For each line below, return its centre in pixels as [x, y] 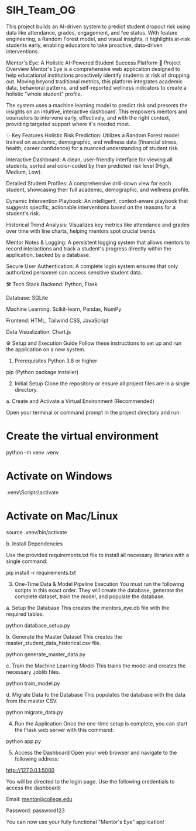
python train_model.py [33, 683]
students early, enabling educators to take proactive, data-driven [84, 45]
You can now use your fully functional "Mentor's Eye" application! [85, 822]
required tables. [25, 614]
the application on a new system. [46, 349]
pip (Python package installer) [42, 372]
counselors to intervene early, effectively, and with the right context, [88, 117]
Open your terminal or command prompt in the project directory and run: [94, 412]
